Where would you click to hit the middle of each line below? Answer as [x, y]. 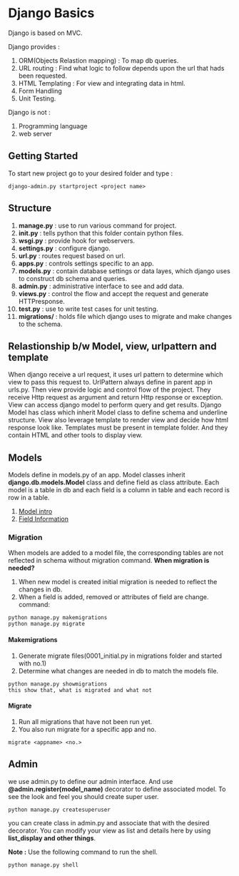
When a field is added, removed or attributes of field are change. [113, 597]
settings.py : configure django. [65, 248]
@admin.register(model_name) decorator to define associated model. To [117, 789]
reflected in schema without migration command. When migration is [109, 561]
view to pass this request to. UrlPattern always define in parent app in [111, 382]
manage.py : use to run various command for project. [97, 225]
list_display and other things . [52, 838]
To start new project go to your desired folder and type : [91, 173]
